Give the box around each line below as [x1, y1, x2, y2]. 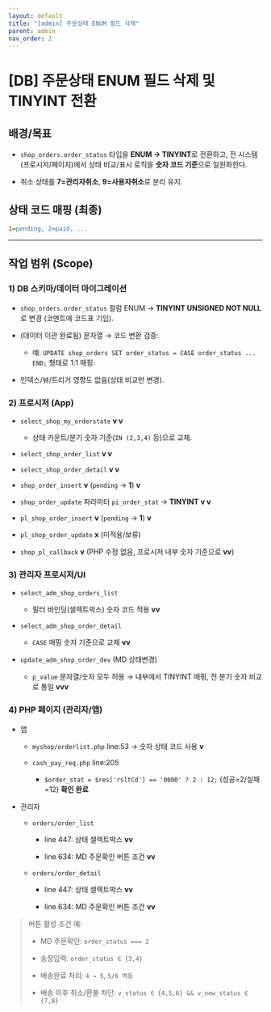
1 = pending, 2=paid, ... [8, 225, 89, 233]
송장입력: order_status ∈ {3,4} [40, 953, 144, 963]
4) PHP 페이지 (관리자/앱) [8, 705, 103, 716]
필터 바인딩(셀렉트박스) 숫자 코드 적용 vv [31, 604, 161, 615]
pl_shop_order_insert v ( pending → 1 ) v [19, 513, 152, 523]
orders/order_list [31, 819, 94, 828]
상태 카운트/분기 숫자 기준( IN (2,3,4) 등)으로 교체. [31, 432, 193, 442]
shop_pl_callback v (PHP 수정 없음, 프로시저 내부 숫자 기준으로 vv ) [19, 547, 235, 557]
